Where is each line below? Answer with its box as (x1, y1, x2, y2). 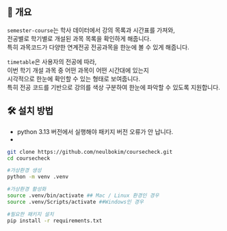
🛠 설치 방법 (7, 105, 53, 117)
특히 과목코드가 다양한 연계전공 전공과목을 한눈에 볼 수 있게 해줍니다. (7, 43, 189, 51)
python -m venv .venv (7, 174, 69, 180)
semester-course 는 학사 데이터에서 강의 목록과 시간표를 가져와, (7, 26, 176, 34)
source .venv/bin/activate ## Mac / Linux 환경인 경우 (7, 192, 159, 199)
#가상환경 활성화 (7, 186, 46, 193)
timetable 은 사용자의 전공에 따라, (7, 57, 97, 66)
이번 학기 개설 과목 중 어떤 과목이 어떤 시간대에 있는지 (7, 66, 149, 74)
